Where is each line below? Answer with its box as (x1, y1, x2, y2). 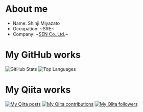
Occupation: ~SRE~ (12, 25, 55, 31)
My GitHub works (5, 49, 81, 61)
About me (5, 3, 48, 15)
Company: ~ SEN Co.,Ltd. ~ (12, 31, 68, 37)
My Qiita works (5, 84, 71, 96)
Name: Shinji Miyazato (12, 20, 60, 26)
